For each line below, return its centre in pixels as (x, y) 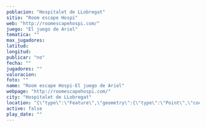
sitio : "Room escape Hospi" (42, 18)
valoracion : (21, 74)
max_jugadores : (26, 40)
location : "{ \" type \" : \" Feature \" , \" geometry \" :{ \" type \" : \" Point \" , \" (100, 103)
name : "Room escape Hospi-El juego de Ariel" (65, 86)
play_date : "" (25, 114)
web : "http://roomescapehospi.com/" (53, 23)
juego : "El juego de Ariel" (42, 29)
